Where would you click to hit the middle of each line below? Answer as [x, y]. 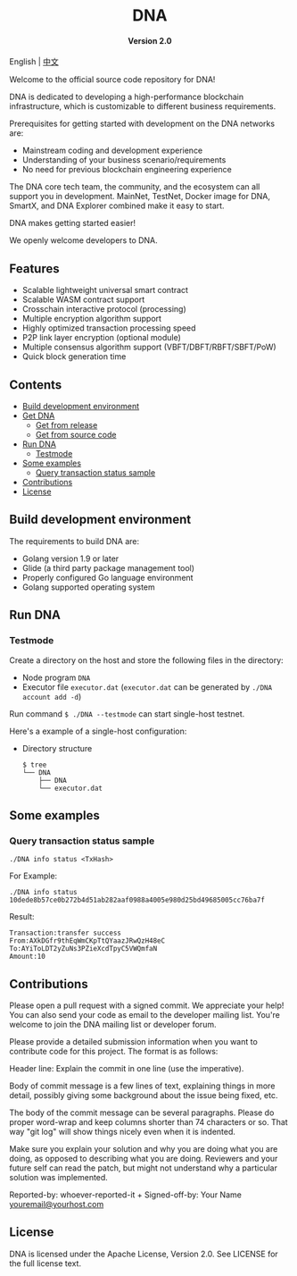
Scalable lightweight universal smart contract [105, 290]
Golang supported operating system [89, 587]
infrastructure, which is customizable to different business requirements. [143, 106]
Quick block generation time [74, 357]
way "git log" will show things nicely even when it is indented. [123, 1132]
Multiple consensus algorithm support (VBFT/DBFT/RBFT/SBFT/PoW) [149, 347]
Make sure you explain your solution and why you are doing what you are [144, 1149]
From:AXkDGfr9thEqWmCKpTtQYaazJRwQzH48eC [87, 941]
